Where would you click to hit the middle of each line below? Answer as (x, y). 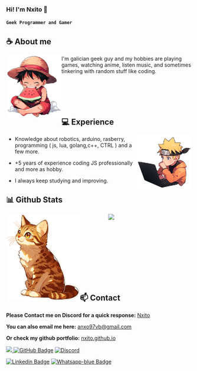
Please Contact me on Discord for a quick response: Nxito (78, 315)
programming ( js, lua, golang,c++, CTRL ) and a (73, 145)
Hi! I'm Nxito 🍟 (27, 9)
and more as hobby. (39, 169)
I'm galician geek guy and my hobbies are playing (122, 59)
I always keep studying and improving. (61, 180)
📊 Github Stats (35, 200)
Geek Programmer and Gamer (39, 23)
